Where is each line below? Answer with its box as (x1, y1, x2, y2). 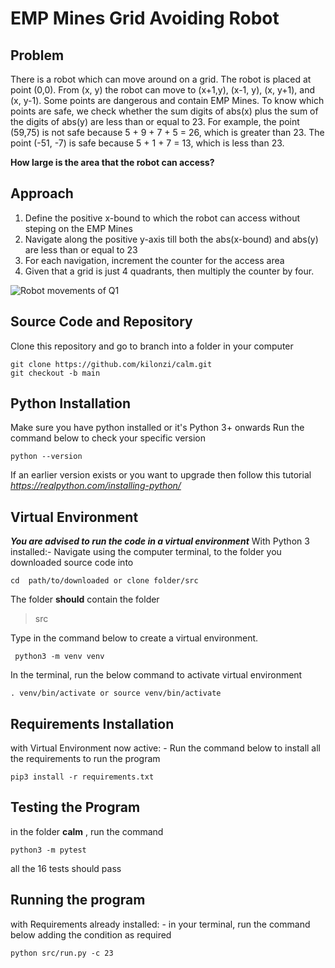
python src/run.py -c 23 (10, 948, 114, 958)
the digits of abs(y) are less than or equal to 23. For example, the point (10, 116, 300, 127)
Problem (10, 47, 65, 64)
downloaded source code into (10, 557, 134, 569)
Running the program (10, 892, 146, 909)
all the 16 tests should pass (10, 862, 122, 874)
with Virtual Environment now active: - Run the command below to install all (10, 742, 322, 754)
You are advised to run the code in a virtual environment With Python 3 (10, 535, 310, 547)
